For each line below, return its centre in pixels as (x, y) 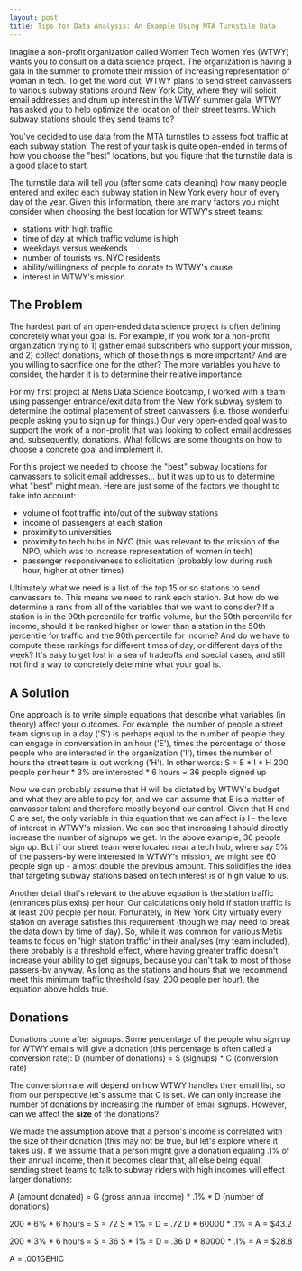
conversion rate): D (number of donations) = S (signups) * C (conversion (144, 1058)
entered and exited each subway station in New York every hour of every (145, 192)
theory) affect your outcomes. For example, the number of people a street (146, 724)
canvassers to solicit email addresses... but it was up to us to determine (142, 476)
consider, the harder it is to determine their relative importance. (127, 374)
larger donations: (41, 1179)
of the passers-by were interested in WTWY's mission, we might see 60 (143, 856)
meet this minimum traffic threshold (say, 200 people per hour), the (134, 980)
